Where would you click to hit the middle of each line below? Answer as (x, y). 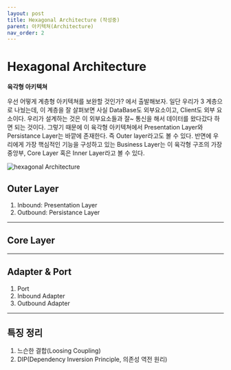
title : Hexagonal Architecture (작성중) (64, 20)
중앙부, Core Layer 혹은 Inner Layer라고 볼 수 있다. (76, 153)
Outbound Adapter (43, 303)
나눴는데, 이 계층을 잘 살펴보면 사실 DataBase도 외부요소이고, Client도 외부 (114, 110)
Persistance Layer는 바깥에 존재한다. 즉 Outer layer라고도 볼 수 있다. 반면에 (109, 136)
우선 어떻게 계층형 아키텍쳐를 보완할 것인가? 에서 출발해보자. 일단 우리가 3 (106, 101)
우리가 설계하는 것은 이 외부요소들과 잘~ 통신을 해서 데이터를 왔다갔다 (120, 119)
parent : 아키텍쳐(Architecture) (51, 26)
